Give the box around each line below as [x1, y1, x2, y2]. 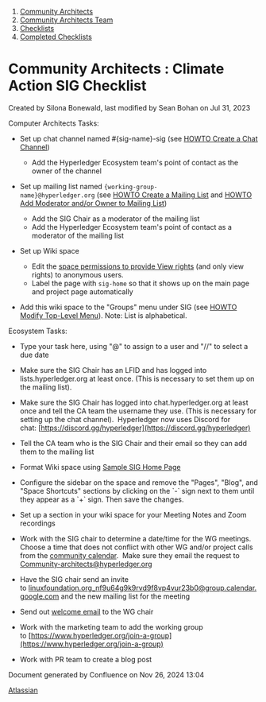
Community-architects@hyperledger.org [19, 559, 152, 568]
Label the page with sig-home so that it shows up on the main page [31, 278, 250, 288]
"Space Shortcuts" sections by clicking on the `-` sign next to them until [19, 486, 255, 495]
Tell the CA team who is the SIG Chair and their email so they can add [19, 438, 248, 448]
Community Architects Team [19, 15, 114, 25]
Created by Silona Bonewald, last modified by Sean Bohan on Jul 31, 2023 [8, 103, 251, 112]
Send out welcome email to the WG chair [19, 607, 154, 616]
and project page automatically [31, 286, 133, 297]
